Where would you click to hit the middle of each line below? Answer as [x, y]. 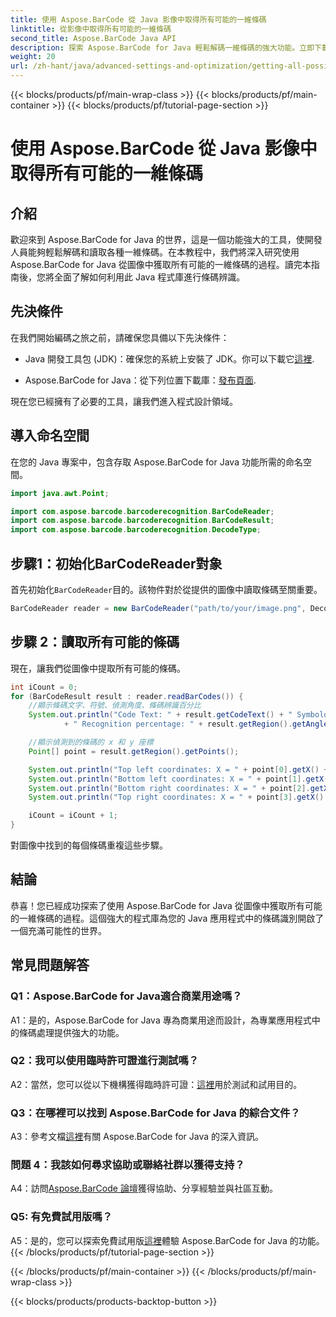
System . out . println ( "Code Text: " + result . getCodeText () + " [160, 715]
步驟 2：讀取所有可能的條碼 [95, 642]
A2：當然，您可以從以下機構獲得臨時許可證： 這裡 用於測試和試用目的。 [156, 1084]
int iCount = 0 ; [44, 687]
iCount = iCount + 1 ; [73, 816]
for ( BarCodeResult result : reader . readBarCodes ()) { [127, 696]
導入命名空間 [50, 436]
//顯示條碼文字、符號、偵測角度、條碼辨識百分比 [115, 706]
